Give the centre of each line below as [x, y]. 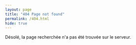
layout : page [18, 10]
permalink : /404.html [27, 19]
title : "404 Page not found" [35, 14]
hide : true [16, 23]
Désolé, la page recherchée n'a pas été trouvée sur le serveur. [68, 37]
